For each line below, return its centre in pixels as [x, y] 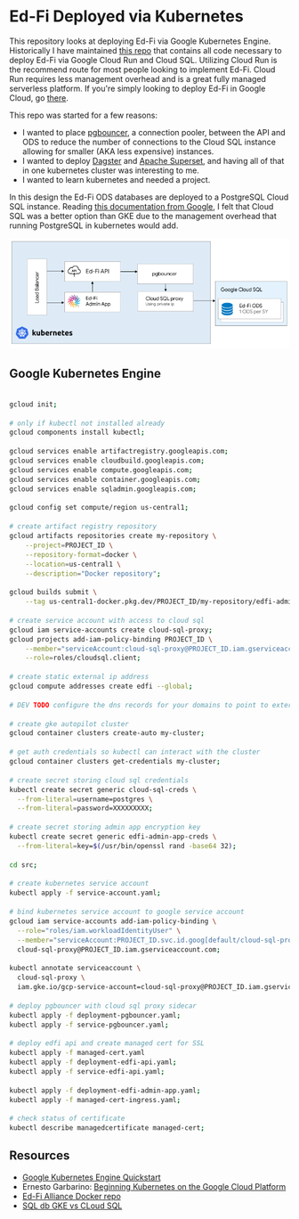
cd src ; [24, 865]
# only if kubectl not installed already [87, 423]
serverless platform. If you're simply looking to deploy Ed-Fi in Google [137, 88]
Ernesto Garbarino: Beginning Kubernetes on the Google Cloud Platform [154, 1186]
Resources [40, 1156]
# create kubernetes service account [79, 884]
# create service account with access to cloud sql [107, 620]
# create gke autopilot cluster [69, 724]
